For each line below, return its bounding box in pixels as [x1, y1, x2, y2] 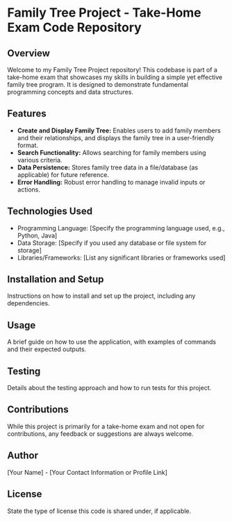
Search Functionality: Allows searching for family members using [17, 148, 206, 157]
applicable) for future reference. [17, 170, 110, 178]
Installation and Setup [7, 273, 104, 285]
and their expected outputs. [7, 345, 87, 353]
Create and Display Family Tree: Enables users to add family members [17, 126, 221, 135]
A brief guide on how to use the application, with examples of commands [7, 338, 217, 346]
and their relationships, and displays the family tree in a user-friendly [17, 133, 215, 142]
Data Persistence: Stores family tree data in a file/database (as [17, 163, 199, 171]
